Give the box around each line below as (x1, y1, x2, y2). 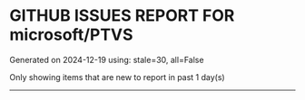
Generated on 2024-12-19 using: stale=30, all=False (9, 54, 204, 65)
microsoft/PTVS (9, 24, 133, 45)
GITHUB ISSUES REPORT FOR (9, 5, 235, 26)
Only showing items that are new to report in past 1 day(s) (9, 71, 225, 82)
